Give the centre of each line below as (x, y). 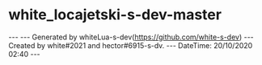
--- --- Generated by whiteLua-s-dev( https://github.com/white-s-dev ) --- (131, 37)
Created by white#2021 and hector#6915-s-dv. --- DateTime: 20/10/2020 (131, 45)
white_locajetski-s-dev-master (115, 15)
